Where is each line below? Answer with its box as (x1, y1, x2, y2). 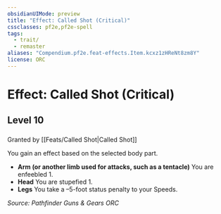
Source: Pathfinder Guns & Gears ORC (7, 199, 120, 208)
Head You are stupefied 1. (17, 177, 93, 187)
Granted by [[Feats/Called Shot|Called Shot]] (7, 135, 137, 144)
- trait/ (13, 37, 39, 44)
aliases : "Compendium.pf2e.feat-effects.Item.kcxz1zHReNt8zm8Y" (7, 50, 200, 57)
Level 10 (7, 114, 44, 127)
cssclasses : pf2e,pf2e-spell (7, 23, 93, 30)
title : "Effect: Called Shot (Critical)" (7, 17, 131, 24)
